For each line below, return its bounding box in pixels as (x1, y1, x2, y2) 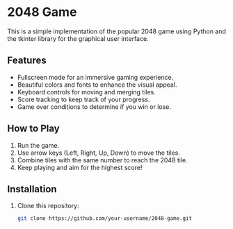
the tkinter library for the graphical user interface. (7, 34, 149, 42)
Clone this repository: (17, 202, 79, 210)
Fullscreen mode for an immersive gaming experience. (17, 73, 174, 81)
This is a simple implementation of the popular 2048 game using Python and (7, 27, 226, 35)
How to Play (7, 123, 61, 135)
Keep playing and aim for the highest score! (17, 163, 143, 171)
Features (7, 55, 47, 67)
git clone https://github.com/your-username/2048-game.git (17, 215, 193, 222)
